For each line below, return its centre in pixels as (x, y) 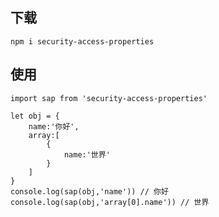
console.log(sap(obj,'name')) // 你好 (89, 191)
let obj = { (35, 116)
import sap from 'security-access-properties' (109, 98)
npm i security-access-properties (82, 41)
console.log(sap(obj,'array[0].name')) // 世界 (110, 202)
